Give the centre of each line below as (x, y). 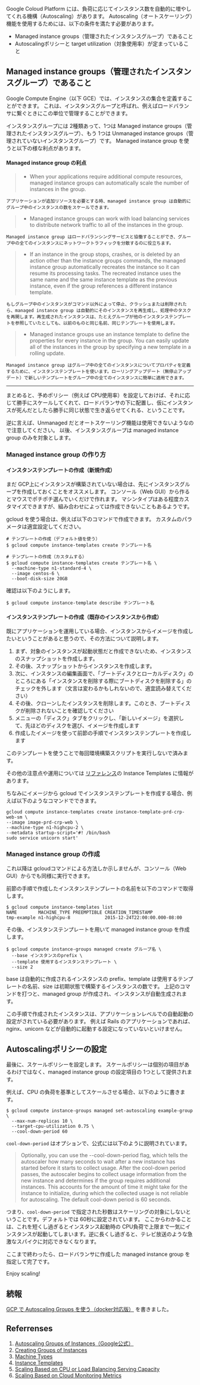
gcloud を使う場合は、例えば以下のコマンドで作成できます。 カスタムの (94, 519)
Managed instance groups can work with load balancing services (110, 218)
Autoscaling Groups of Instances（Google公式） (74, 1343)
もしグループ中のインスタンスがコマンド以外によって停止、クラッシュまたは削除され (94, 304)
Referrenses (29, 1328)
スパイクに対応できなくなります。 (58, 1242)
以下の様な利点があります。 (50, 148)
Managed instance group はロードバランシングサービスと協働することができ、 (92, 237)
